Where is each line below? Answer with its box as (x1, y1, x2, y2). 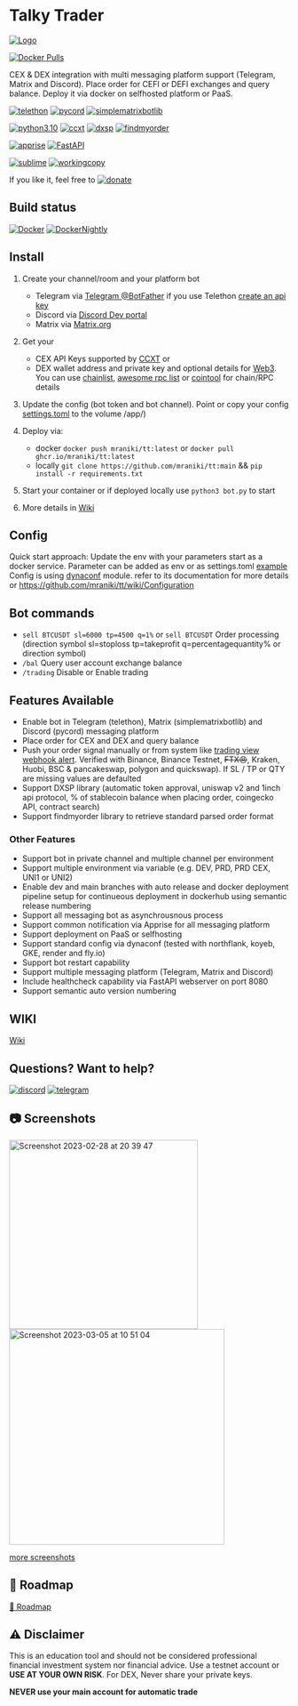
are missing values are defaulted (21, 773, 142, 784)
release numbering (21, 900, 91, 912)
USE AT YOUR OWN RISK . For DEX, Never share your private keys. (9, 1670, 253, 1680)
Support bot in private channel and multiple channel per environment (21, 853, 274, 864)
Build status (9, 200, 77, 215)
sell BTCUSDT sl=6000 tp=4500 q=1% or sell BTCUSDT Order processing (21, 629, 279, 640)
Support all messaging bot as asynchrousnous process (21, 910, 223, 921)
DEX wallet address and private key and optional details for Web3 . (35, 362, 277, 374)
